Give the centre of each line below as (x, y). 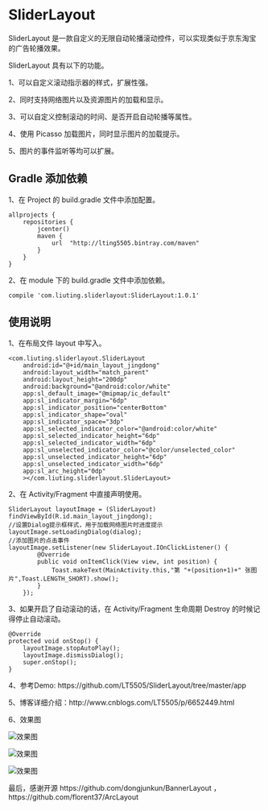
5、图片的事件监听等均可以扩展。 (64, 151)
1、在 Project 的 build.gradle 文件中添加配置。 (84, 200)
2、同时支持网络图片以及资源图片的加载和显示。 (88, 99)
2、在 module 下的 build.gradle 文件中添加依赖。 (89, 280)
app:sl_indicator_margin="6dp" (75, 400)
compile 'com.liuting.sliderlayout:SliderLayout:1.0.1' (104, 295)
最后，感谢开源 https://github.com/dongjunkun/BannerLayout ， (115, 787)
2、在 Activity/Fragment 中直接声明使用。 (77, 494)
